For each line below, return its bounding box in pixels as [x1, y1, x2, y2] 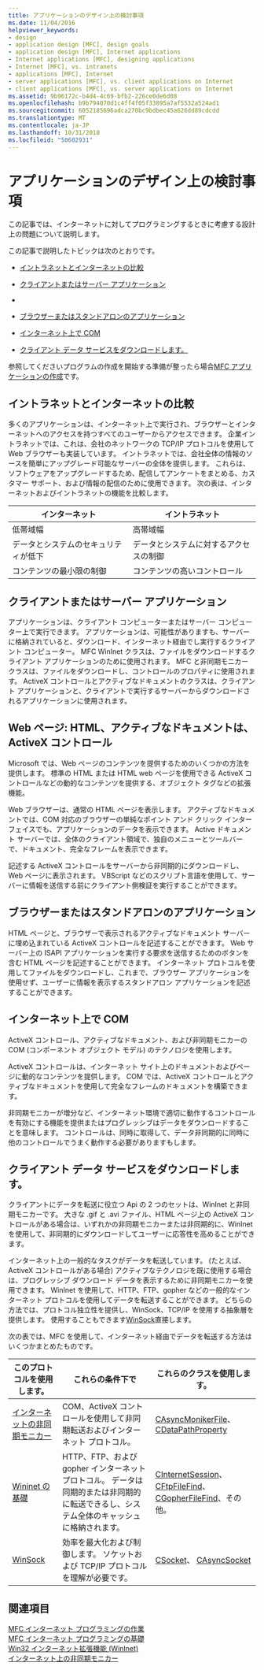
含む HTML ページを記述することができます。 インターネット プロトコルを [8, 958, 249, 967]
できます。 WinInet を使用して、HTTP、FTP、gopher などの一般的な [14, 1286, 237, 1295]
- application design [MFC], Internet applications [8, 48, 181, 56]
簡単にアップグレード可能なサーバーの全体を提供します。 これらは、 [28, 458, 250, 469]
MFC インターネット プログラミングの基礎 [8, 1634, 145, 1643]
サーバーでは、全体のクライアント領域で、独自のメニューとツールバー [16, 834, 244, 844]
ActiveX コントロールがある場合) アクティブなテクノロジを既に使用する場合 [8, 1266, 252, 1275]
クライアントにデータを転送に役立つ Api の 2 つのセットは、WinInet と [8, 1200, 236, 1209]
